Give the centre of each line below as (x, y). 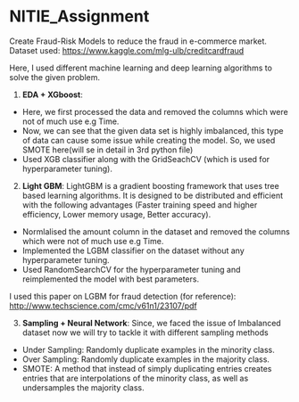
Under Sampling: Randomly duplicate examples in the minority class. (148, 349)
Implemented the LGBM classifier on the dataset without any (133, 250)
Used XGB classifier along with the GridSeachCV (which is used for (146, 159)
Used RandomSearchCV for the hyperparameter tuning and (131, 269)
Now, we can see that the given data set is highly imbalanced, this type (153, 130)
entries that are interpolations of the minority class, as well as (135, 378)
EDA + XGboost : (52, 94)
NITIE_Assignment (79, 16)
